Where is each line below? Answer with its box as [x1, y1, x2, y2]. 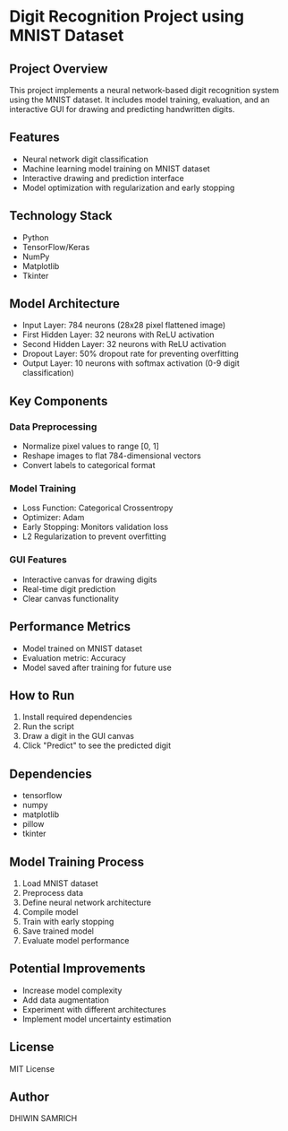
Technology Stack [9, 208, 113, 223]
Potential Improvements [9, 961, 146, 977]
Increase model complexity [21, 985, 123, 996]
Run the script [21, 721, 74, 732]
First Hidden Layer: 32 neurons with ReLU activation [21, 329, 215, 340]
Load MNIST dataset [21, 877, 98, 889]
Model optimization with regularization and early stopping [21, 182, 235, 193]
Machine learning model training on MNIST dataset [21, 163, 210, 174]
